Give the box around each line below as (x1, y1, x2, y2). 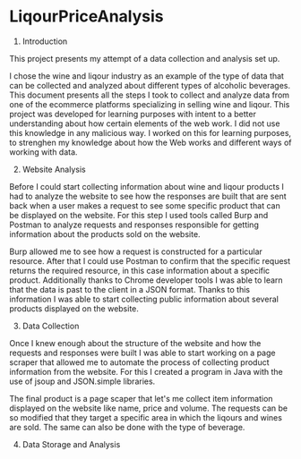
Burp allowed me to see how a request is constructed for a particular (9, 246, 262, 257)
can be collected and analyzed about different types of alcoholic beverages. (9, 80, 291, 90)
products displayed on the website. (9, 302, 139, 314)
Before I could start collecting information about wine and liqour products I (9, 181, 285, 191)
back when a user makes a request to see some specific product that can (9, 200, 280, 211)
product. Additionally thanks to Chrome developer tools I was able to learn (9, 275, 284, 285)
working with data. (9, 146, 78, 157)
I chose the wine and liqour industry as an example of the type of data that (9, 70, 285, 81)
